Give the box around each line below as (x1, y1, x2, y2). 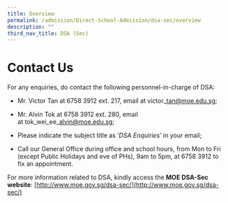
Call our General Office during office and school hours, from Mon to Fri (17, 145, 221, 153)
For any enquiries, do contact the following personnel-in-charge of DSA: (7, 83, 215, 92)
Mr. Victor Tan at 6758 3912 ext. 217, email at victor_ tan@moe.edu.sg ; (17, 97, 218, 105)
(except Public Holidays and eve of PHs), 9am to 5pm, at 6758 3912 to (17, 152, 219, 161)
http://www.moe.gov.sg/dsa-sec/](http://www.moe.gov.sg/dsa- (36, 181, 220, 189)
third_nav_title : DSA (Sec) (7, 29, 89, 37)
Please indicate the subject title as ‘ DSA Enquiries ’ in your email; (17, 131, 202, 140)
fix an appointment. (17, 160, 73, 168)
